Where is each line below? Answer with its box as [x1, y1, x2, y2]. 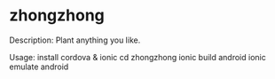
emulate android [9, 61, 69, 72]
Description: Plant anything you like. [9, 35, 141, 45]
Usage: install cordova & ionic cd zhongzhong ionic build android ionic [9, 51, 266, 62]
